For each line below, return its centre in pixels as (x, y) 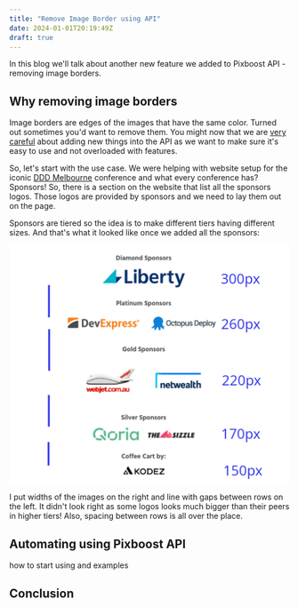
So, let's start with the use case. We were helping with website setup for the (149, 168)
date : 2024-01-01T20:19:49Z (61, 28)
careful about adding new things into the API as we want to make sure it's (144, 141)
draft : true (31, 37)
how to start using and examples (69, 565)
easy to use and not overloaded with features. (93, 151)
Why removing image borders (93, 101)
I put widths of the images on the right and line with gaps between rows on (146, 497)
